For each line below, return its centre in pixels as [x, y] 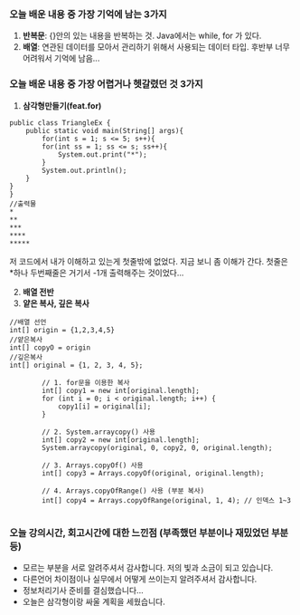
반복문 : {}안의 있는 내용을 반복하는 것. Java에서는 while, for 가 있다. [142, 36]
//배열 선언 [28, 322]
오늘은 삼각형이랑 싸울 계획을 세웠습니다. [94, 601]
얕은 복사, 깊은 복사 [56, 303]
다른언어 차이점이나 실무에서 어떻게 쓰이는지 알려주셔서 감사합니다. [140, 579]
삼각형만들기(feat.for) [62, 105]
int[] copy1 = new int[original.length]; [121, 390]
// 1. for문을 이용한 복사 [86, 382]
